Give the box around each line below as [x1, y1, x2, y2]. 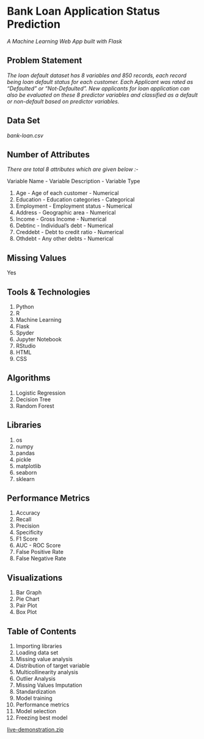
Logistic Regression [15, 389, 66, 396]
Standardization [15, 688, 56, 695]
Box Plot [15, 608, 37, 616]
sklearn [15, 475, 35, 482]
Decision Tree [15, 395, 51, 403]
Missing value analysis [15, 656, 73, 663]
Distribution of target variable [15, 662, 90, 669]
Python [15, 303, 34, 310]
